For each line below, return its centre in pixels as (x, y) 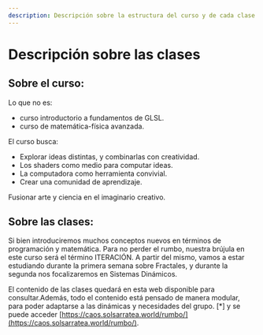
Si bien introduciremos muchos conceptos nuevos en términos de (115, 240)
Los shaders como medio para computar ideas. (96, 165)
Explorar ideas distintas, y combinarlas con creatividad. (109, 156)
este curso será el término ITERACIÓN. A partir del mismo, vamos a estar (126, 258)
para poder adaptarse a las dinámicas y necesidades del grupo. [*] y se (124, 306)
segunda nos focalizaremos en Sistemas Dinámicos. (93, 274)
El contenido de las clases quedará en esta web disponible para (111, 289)
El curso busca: (33, 141)
